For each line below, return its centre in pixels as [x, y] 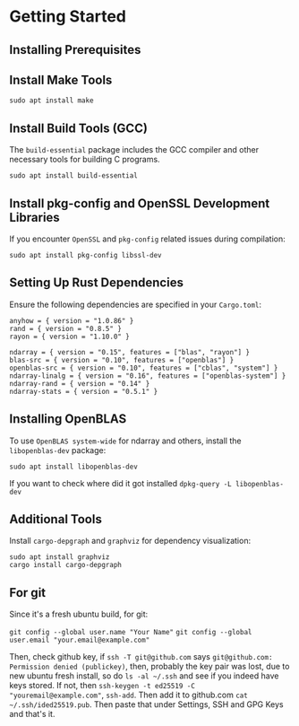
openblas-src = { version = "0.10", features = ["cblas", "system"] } [144, 368]
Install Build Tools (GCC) [78, 128]
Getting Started [68, 17]
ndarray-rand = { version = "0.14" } [80, 383]
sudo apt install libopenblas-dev [74, 467]
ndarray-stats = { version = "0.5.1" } [84, 391]
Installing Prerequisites [75, 50]
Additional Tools [56, 519]
